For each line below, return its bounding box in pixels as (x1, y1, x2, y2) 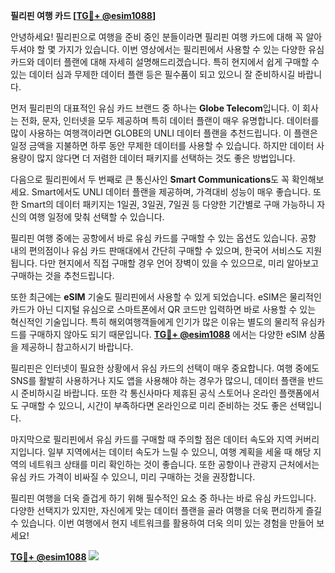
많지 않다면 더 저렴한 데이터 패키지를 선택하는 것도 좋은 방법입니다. (36, 152, 296, 164)
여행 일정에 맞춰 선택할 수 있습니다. (28, 211, 165, 223)
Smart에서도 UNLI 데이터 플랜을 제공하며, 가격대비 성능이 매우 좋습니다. (31, 186, 311, 198)
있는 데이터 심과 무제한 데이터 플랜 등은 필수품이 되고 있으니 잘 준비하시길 (10, 69, 296, 80)
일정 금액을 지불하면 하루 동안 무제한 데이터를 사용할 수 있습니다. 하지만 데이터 (10, 140, 315, 151)
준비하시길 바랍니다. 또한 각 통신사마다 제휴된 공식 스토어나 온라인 (20, 387, 277, 399)
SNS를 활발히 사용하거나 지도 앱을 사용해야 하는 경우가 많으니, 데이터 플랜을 (10, 375, 306, 386)
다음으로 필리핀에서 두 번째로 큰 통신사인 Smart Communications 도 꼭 (10, 174, 290, 185)
